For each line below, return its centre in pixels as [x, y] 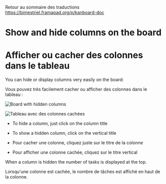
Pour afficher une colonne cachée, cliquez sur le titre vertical [75, 152]
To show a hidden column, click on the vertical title [64, 133]
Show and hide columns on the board [83, 33]
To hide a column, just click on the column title [60, 123]
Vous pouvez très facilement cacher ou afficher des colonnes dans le [76, 90]
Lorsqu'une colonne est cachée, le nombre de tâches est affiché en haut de [83, 172]
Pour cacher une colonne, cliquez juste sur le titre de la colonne [78, 143]
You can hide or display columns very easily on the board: [65, 80]
